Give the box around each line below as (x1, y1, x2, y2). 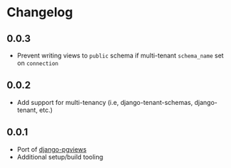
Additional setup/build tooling (16, 152, 104, 161)
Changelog (6, 4, 73, 21)
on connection (16, 59, 58, 67)
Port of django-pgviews (16, 145, 87, 153)
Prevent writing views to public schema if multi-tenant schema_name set (16, 51, 225, 60)
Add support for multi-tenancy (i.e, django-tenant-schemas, (16, 98, 193, 106)
